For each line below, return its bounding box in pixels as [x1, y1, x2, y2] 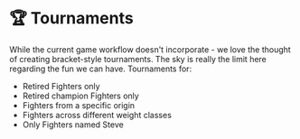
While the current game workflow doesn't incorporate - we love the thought [9, 43, 291, 55]
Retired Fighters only [22, 80, 101, 91]
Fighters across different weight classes [22, 109, 172, 120]
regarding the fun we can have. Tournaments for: [9, 63, 192, 74]
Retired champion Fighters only [22, 90, 140, 101]
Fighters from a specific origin [22, 99, 136, 110]
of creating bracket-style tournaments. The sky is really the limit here [9, 53, 267, 64]
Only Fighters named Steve [22, 119, 124, 130]
